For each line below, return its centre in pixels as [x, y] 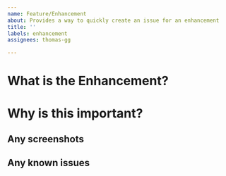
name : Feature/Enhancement [47, 14]
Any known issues [49, 163]
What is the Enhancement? [88, 81]
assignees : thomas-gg [39, 40]
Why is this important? [75, 113]
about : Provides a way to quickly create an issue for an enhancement [113, 20]
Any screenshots [46, 139]
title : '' [22, 27]
